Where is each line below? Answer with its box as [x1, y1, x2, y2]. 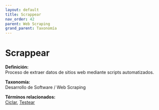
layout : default [5, 7, 39, 12]
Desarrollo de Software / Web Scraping [5, 84, 86, 90]
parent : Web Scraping [5, 21, 50, 26]
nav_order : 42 [5, 16, 35, 21]
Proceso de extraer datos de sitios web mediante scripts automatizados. [5, 69, 154, 75]
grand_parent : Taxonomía [5, 26, 57, 31]
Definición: [5, 64, 29, 70]
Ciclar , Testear [5, 99, 35, 105]
